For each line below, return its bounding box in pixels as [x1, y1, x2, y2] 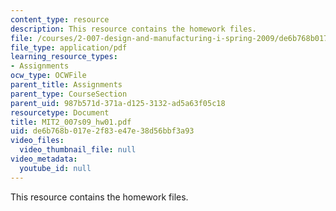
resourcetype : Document [10, 107, 110, 118]
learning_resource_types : [10, 52, 118, 62]
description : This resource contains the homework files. [10, 24, 257, 34]
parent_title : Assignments [10, 80, 123, 90]
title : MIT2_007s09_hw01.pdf [10, 117, 132, 127]
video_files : [10, 136, 65, 146]
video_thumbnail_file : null [19, 145, 137, 155]
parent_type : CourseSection [10, 89, 128, 99]
